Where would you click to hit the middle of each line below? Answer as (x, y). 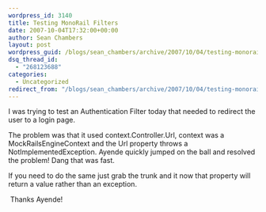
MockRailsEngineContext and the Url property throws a (98, 144)
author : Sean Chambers (46, 38)
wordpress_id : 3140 (40, 15)
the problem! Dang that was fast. (61, 161)
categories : (28, 74)
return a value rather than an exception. (72, 184)
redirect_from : (33, 89)
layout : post (30, 45)
